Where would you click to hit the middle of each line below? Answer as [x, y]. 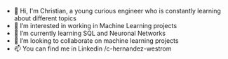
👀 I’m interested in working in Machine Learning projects [95, 26]
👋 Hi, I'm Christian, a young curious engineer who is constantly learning [117, 11]
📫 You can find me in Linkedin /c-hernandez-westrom [93, 48]
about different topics [45, 18]
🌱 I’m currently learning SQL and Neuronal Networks [90, 33]
